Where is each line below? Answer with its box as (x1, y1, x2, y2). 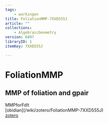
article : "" (5, 21, 30, 26)
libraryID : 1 (5, 39, 32, 44)
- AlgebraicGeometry (14, 30, 56, 35)
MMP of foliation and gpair (5, 89, 89, 97)
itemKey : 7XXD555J (5, 44, 43, 49)
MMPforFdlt (5, 102, 30, 108)
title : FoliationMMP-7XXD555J (5, 16, 68, 21)
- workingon (14, 12, 39, 17)
